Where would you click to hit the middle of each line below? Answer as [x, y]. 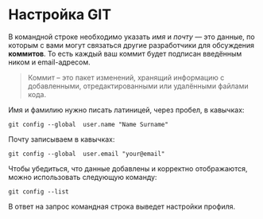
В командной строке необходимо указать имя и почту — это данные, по [132, 37]
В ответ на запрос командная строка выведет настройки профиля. [122, 206]
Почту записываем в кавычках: [62, 139]
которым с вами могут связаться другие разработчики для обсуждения [131, 45]
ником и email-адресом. [50, 62]
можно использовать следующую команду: [83, 177]
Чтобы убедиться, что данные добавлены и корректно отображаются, [128, 168]
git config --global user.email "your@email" [87, 154]
